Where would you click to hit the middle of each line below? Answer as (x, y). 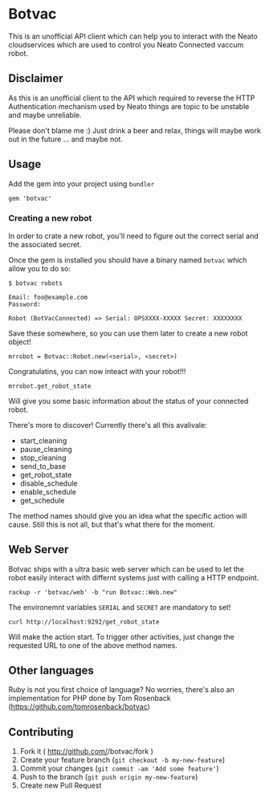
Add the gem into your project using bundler (82, 183)
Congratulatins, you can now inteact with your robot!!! (97, 371)
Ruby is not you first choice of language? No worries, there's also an (121, 690)
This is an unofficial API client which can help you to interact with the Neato (133, 36)
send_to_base (43, 466)
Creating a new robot (50, 218)
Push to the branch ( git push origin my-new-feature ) (109, 777)
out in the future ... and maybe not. (65, 139)
